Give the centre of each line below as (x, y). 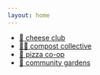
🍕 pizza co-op (41, 54)
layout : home (29, 15)
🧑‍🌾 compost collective (55, 46)
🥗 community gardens (55, 62)
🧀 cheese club (42, 37)
